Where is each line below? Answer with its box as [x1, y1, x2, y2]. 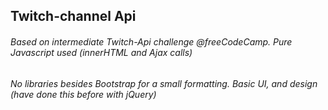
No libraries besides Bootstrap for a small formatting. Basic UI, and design [10, 77, 318, 89]
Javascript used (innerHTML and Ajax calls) [10, 46, 193, 58]
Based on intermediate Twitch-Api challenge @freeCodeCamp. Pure [10, 35, 293, 48]
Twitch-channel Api [10, 8, 137, 25]
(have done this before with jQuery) [10, 88, 157, 100]
